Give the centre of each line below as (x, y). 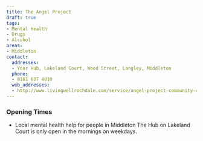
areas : (14, 46)
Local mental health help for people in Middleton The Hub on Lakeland (102, 125)
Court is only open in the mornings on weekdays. (76, 131)
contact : (17, 57)
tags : (13, 23)
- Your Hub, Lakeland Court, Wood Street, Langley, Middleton (92, 68)
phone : (20, 74)
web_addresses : (31, 85)
